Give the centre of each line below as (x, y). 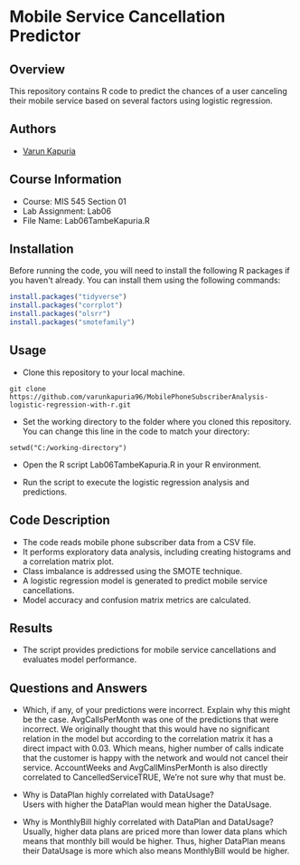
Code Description (60, 520)
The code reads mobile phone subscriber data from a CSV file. (139, 542)
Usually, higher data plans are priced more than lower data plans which (155, 831)
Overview (37, 69)
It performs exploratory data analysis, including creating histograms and (157, 552)
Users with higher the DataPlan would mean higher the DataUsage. (147, 804)
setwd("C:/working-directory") (68, 447)
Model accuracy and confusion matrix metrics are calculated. (136, 600)
